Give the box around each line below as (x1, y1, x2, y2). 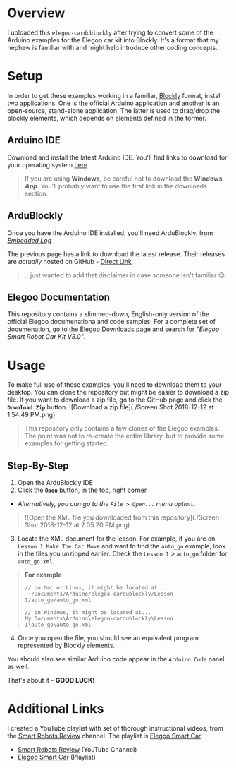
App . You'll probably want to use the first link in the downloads (24, 181, 208, 190)
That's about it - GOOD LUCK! (7, 676, 95, 685)
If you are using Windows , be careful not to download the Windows (24, 174, 223, 183)
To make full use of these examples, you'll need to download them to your (7, 380, 222, 389)
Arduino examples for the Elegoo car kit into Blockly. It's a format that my (7, 35, 220, 44)
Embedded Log (7, 236, 51, 244)
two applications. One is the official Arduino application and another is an (7, 99, 220, 107)
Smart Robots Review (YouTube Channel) (17, 745, 137, 753)
